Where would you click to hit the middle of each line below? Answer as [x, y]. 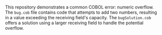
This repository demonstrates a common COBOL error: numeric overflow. [80, 7]
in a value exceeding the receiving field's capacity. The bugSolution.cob [78, 17]
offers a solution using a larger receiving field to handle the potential [74, 23]
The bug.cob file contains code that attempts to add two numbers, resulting [81, 12]
